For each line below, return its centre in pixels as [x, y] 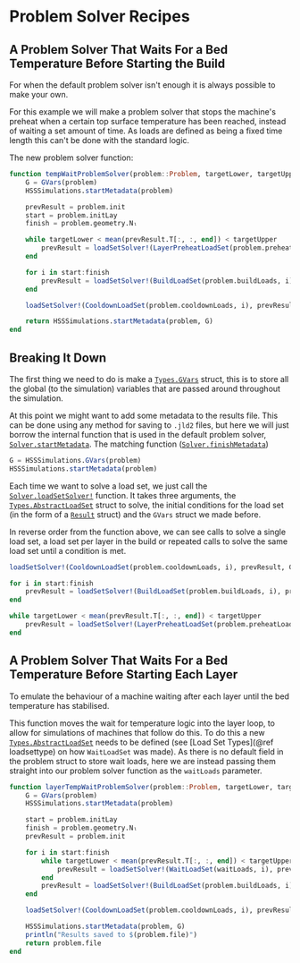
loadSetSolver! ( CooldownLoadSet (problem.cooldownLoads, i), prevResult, [147, 567]
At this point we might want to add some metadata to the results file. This [144, 415]
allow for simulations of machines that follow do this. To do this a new [137, 732]
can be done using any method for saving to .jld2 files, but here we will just [149, 425]
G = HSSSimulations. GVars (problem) [75, 460]
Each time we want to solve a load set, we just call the [108, 486]
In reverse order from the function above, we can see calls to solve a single [148, 532]
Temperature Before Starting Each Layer [124, 674]
